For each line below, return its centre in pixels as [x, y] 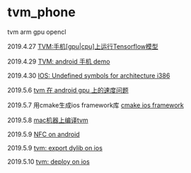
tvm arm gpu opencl [37, 32]
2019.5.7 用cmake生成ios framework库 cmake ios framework [95, 105]
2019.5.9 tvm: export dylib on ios [55, 148]
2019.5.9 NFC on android [44, 134]
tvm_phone [41, 12]
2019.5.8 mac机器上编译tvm [48, 120]
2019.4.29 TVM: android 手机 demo [59, 61]
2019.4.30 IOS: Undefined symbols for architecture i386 [89, 76]
